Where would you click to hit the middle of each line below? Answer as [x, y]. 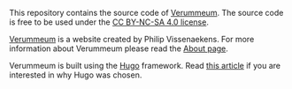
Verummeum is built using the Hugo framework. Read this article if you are [145, 66]
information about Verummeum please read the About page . [119, 48]
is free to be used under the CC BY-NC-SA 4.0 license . [109, 22]
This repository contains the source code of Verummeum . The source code [146, 13]
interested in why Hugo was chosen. [76, 75]
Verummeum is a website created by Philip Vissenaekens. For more [132, 39]
